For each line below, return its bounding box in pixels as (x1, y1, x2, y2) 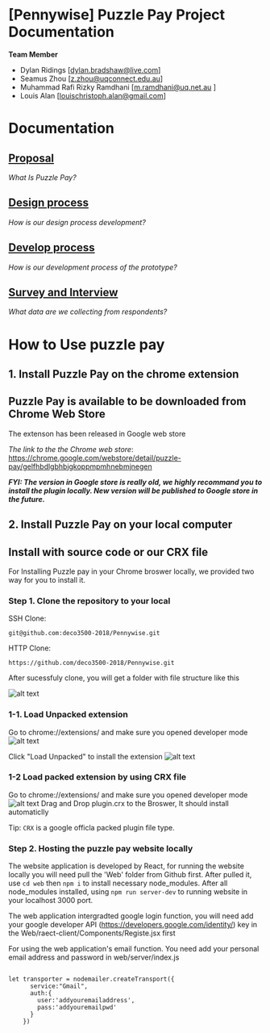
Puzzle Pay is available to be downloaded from (8, 395, 247, 408)
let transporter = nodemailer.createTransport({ (8, 975, 175, 984)
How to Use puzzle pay (8, 335, 165, 353)
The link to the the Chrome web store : (8, 444, 134, 454)
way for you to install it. (8, 575, 86, 584)
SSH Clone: (8, 613, 47, 623)
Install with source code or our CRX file (8, 545, 209, 558)
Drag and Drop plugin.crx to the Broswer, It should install (40, 798, 230, 808)
